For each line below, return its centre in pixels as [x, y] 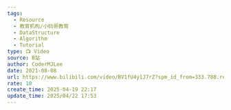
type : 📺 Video [28, 52]
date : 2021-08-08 [32, 70]
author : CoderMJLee [35, 64]
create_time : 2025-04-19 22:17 [52, 90]
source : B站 [24, 58]
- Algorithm [31, 39]
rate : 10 [20, 83]
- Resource [29, 20]
